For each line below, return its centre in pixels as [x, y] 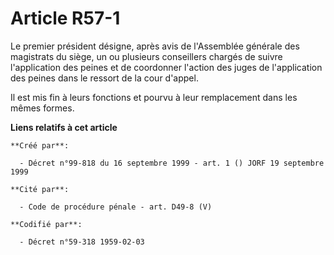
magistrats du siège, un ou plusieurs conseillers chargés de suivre [146, 56]
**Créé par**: [40, 145]
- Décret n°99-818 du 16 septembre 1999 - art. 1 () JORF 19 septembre [172, 163]
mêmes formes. [42, 108]
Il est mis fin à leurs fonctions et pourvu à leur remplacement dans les [154, 97]
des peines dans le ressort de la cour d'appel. [104, 78]
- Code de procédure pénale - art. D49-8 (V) [116, 207]
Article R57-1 [65, 18]
